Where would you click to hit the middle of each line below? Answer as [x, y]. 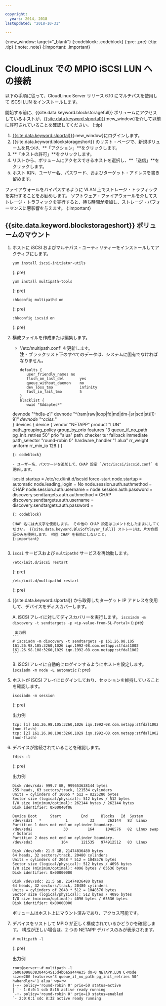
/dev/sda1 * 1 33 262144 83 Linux [80, 821]
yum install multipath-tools [42, 282]
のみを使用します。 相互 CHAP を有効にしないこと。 [62, 535]
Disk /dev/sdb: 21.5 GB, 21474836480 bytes [58, 851]
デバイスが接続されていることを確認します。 [57, 748]
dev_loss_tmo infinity [62, 387]
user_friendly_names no [51, 375]
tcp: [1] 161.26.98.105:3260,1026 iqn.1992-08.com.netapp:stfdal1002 [85, 725]
